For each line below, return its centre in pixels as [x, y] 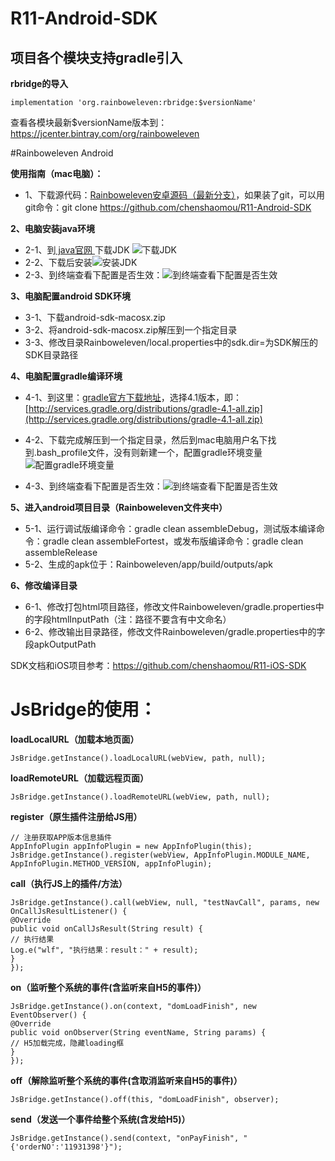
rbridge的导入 [39, 83]
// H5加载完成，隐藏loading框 [67, 1043]
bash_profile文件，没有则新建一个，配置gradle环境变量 [149, 452]
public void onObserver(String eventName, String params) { [138, 1032]
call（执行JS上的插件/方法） [69, 883]
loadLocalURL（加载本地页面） [75, 739]
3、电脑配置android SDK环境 [70, 296]
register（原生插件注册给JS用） [76, 816]
